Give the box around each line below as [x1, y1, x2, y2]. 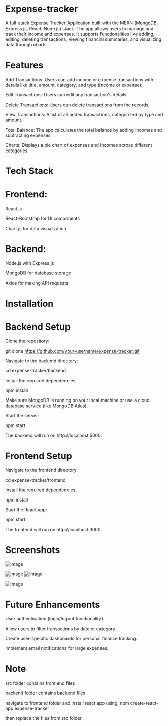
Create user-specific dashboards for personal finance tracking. [5, 635, 138, 641]
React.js [5, 206, 22, 212]
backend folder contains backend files [5, 690, 85, 696]
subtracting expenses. [5, 132, 52, 138]
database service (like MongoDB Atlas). [5, 403, 88, 409]
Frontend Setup [5, 450, 72, 462]
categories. [5, 147, 29, 154]
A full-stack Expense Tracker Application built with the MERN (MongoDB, [5, 20, 158, 26]
